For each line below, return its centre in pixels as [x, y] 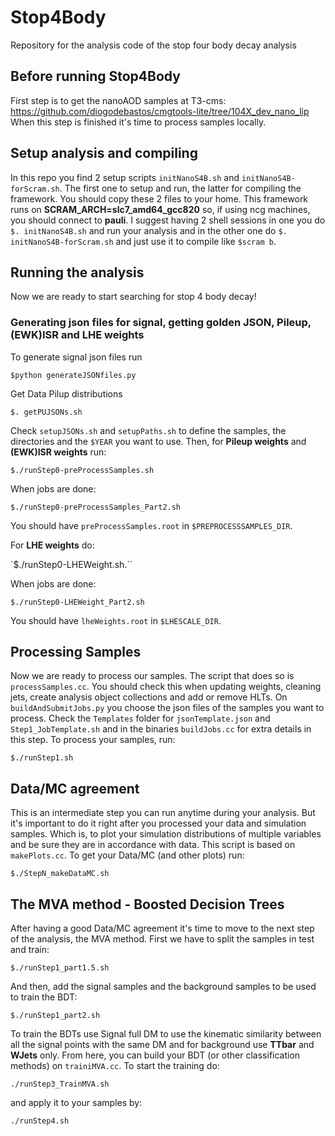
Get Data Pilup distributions [66, 393]
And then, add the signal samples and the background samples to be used [163, 987]
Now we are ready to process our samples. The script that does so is [152, 676]
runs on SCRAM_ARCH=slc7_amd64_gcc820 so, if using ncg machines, [160, 209]
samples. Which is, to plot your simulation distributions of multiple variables [166, 834]
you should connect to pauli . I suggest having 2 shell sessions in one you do [168, 220]
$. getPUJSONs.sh [46, 412]
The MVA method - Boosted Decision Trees [147, 904]
